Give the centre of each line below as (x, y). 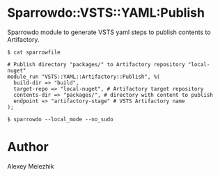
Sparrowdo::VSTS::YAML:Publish (106, 13)
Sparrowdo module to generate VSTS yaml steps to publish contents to (109, 32)
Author (28, 147)
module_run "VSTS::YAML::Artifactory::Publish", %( (84, 77)
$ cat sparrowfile (34, 52)
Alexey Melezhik (31, 166)
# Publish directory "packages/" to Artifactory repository (96, 64)
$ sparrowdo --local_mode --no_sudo (60, 119)
